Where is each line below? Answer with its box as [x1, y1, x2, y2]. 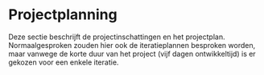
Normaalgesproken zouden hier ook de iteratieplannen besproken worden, [8, 40, 256, 49]
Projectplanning [8, 6, 118, 24]
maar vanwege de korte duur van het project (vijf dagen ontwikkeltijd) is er [8, 49, 256, 58]
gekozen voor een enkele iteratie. [8, 57, 119, 67]
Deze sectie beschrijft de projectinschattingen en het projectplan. [8, 32, 225, 41]
